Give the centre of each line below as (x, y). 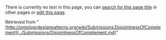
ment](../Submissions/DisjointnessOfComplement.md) (61, 32)
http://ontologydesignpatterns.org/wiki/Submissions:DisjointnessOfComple (84, 27)
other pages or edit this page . (36, 12)
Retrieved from (20, 22)
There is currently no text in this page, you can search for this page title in (81, 7)
